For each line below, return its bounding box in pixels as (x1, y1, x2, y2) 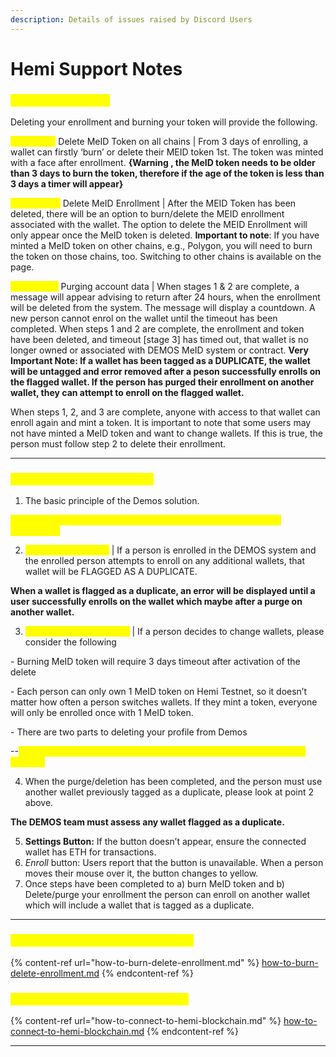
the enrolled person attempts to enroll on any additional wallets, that (24, 555, 306, 567)
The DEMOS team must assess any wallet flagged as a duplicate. (10, 816, 285, 828)
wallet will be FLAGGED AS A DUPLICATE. (24, 566, 198, 578)
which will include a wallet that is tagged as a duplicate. (24, 899, 255, 911)
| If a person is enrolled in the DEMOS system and (111, 544, 317, 556)
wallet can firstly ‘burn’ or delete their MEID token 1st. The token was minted (10, 146, 324, 158)
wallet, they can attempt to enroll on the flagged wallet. (10, 387, 245, 399)
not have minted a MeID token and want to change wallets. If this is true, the (10, 427, 323, 440)
